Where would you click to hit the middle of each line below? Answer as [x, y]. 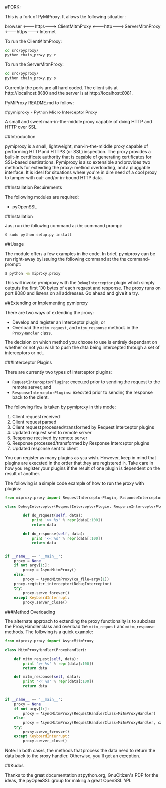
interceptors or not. [25, 353]
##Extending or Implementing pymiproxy [46, 303]
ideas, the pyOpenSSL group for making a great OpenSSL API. [68, 780]
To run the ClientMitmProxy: [34, 41]
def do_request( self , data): [53, 515]
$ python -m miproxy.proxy [33, 274]
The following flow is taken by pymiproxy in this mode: [61, 407]
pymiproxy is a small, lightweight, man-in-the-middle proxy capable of [77, 146]
